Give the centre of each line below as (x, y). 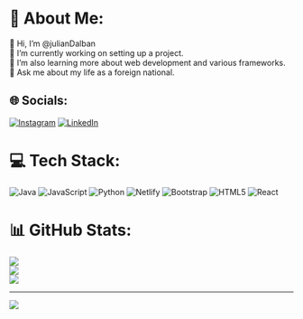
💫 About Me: (57, 19)
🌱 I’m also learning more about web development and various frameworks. (147, 62)
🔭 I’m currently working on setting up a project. (96, 52)
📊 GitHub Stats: (71, 230)
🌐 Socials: (39, 101)
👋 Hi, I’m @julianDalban (53, 43)
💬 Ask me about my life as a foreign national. (92, 72)
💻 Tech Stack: (65, 160)
